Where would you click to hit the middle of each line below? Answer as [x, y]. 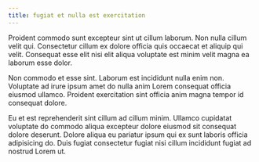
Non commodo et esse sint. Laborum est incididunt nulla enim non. [117, 77]
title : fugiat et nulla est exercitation [77, 15]
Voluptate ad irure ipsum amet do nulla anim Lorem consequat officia [120, 86]
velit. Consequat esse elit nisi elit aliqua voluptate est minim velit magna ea [129, 54]
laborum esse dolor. [40, 63]
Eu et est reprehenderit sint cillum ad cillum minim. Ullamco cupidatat [120, 117]
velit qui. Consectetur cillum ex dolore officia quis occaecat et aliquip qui [126, 46]
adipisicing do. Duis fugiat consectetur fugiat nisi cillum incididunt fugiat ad [130, 142]
